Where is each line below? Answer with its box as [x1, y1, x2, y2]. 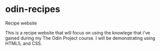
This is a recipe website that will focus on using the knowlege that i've [5, 29, 150, 35]
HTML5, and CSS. [5, 40, 42, 46]
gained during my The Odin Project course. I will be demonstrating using [5, 35, 155, 41]
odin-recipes [5, 3, 60, 15]
